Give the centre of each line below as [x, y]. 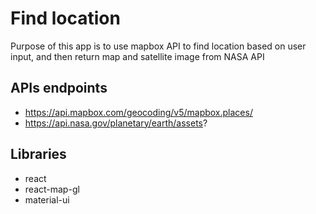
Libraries [38, 154]
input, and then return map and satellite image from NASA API [137, 56]
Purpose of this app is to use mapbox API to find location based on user [158, 46]
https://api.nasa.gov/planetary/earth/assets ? [116, 123]
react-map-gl [52, 189]
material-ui [47, 199]
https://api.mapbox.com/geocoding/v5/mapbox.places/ [138, 112]
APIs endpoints [59, 88]
